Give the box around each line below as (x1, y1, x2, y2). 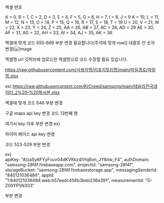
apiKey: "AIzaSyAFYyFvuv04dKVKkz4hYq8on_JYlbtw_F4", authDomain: (5, 156, 150, 162)
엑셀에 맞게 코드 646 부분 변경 (5, 100, 63, 105)
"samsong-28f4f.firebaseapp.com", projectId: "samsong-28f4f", (5, 162, 134, 168)
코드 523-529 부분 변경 (5, 142, 50, 147)
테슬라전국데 (133, 83, 158, 89)
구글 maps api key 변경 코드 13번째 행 (5, 110, 78, 116)
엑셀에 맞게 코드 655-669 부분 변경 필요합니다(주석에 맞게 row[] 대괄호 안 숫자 (5, 40, 155, 46)
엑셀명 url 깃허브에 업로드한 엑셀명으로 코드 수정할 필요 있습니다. (5, 56, 128, 62)
